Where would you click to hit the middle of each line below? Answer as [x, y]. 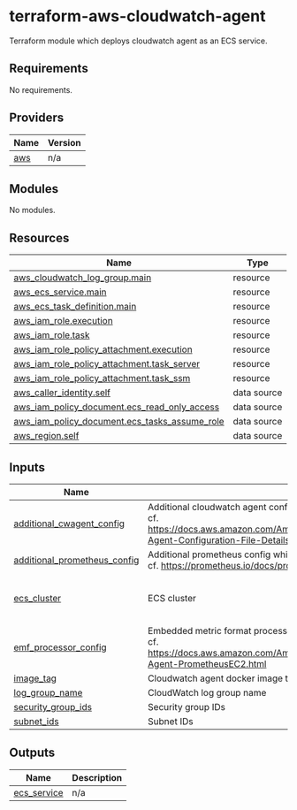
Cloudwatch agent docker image [215, 678]
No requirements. [41, 89]
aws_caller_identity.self [62, 393]
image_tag [35, 678]
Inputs [27, 467]
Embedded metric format [199, 631]
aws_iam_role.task [52, 335]
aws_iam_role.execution [63, 321]
